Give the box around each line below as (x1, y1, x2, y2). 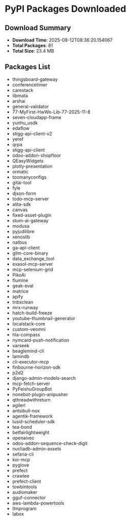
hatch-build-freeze (12, 310, 52, 316)
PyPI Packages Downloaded (5, 3, 126, 15)
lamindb (12, 353, 30, 359)
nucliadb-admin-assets (12, 445, 62, 451)
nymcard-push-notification (12, 337, 70, 343)
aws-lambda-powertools (12, 500, 64, 506)
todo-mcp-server (12, 195, 49, 202)
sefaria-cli (12, 451, 34, 457)
